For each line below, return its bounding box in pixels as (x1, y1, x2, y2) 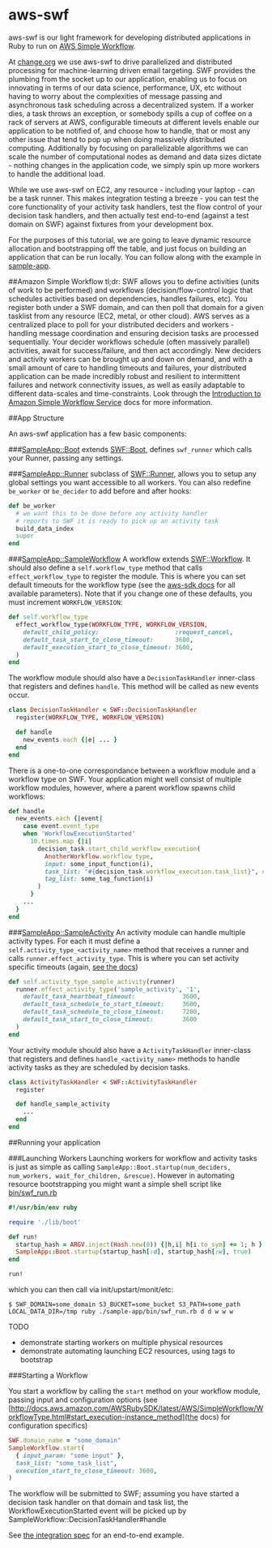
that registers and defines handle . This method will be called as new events (8, 682, 259, 692)
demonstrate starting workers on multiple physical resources (19, 1338, 223, 1347)
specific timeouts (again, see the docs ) (8, 962, 138, 972)
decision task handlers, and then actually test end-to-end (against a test (8, 210, 249, 220)
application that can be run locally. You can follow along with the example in (8, 252, 261, 261)
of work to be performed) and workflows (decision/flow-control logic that (8, 285, 253, 295)
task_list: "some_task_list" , (15, 1459, 117, 1467)
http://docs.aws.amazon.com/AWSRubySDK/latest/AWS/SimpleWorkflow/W (11, 1404, 264, 1413)
